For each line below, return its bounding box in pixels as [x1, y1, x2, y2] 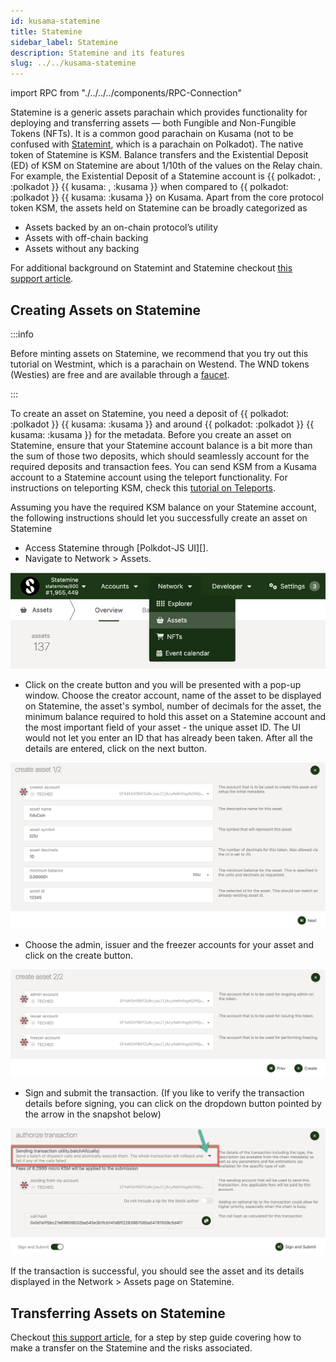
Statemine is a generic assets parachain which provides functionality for [10, 106, 308, 119]
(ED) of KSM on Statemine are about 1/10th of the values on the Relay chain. [10, 160, 323, 172]
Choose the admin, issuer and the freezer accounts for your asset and [24, 938, 314, 950]
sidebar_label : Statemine [10, 37, 118, 47]
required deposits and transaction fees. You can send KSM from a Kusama [10, 460, 317, 472]
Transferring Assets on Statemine [10, 1305, 226, 1322]
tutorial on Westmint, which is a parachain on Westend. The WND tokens [10, 358, 310, 370]
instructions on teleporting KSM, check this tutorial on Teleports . [10, 481, 276, 494]
